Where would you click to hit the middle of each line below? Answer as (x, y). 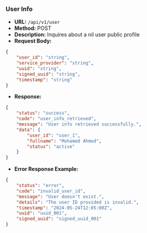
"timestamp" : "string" (44, 79)
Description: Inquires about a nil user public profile (77, 35)
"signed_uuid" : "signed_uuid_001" (59, 219)
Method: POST (33, 28)
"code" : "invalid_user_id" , (51, 191)
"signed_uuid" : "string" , (49, 74)
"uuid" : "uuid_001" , (42, 213)
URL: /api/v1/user (37, 22)
